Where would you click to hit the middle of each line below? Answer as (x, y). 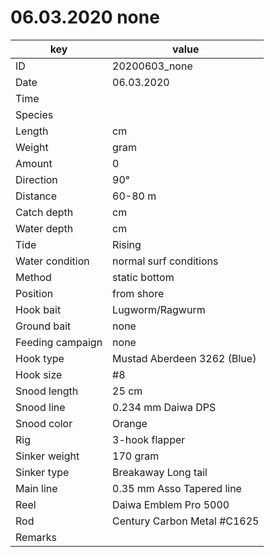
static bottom (143, 277)
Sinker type (42, 472)
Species (34, 114)
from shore (138, 293)
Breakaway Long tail (160, 472)
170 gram (136, 456)
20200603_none (152, 66)
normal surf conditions (165, 261)
